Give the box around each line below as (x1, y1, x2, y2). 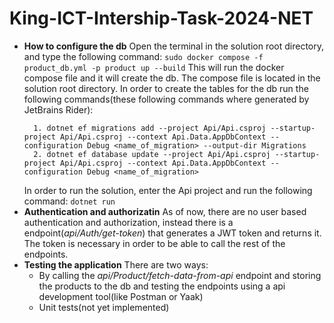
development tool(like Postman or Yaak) (38, 290, 204, 302)
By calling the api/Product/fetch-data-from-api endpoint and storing (38, 269, 322, 281)
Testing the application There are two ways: (23, 258, 209, 271)
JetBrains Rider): (23, 103, 94, 116)
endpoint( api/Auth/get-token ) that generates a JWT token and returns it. (23, 227, 322, 239)
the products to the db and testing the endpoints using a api (38, 280, 286, 292)
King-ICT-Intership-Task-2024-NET (9, 7, 314, 30)
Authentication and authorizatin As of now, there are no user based (23, 205, 307, 217)
